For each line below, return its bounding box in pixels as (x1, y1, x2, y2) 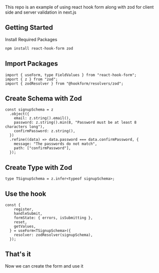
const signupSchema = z (5, 107, 54, 112)
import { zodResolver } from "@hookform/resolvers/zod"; (5, 81, 124, 86)
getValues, (14, 224, 36, 229)
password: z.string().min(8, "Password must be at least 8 (14, 120, 137, 125)
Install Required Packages (5, 36, 58, 42)
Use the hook (5, 189, 46, 198)
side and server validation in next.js (5, 9, 77, 15)
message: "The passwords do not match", (14, 141, 97, 146)
